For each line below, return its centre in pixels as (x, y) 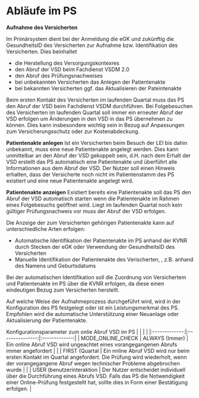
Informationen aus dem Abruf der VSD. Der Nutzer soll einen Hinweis (91, 168)
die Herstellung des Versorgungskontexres (67, 63)
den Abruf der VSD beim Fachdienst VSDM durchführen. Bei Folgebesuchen (99, 106)
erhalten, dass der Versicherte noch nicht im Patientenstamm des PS (90, 174)
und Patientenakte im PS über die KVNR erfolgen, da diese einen (85, 283)
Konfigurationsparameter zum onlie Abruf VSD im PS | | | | (77, 331)
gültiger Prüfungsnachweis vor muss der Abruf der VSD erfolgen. (86, 211)
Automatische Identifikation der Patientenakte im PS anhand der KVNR (101, 240)
